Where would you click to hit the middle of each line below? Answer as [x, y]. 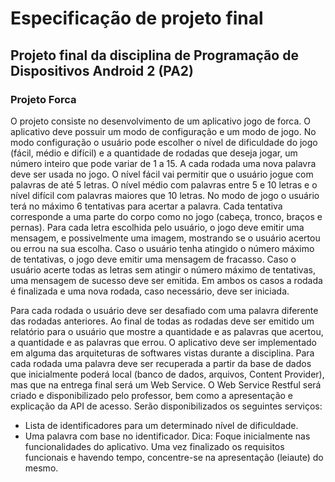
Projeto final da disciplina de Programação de [154, 55]
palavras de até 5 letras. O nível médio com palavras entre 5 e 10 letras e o [164, 184]
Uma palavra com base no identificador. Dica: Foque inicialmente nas [167, 436]
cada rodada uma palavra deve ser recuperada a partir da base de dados [161, 363]
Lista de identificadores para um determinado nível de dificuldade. [161, 425]
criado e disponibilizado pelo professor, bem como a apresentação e [151, 395]
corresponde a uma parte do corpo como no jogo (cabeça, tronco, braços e [166, 216]
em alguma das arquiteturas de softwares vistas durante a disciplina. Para [162, 353]
